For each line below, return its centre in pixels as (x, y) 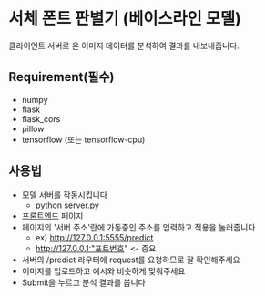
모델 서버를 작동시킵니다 (65, 194)
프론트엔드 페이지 (52, 216)
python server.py (67, 205)
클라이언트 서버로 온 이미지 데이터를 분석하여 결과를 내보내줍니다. (124, 46)
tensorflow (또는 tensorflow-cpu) (83, 139)
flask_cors (41, 118)
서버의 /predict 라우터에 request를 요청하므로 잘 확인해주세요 (131, 260)
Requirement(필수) (61, 77)
